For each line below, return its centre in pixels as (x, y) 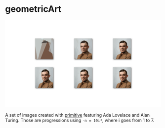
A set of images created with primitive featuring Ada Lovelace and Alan (77, 115)
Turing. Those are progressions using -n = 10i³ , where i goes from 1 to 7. (80, 120)
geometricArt (33, 9)
